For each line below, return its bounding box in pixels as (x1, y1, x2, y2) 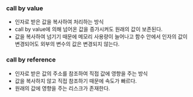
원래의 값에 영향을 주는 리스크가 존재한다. (14, 85, 110, 92)
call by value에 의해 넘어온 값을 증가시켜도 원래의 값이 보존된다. (14, 25, 163, 33)
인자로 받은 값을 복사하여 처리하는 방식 (14, 18, 104, 25)
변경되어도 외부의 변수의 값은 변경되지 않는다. (14, 40, 120, 48)
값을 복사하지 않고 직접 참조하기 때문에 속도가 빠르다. (14, 77, 137, 84)
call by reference (6, 56, 56, 64)
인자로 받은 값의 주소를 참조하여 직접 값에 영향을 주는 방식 (14, 70, 148, 77)
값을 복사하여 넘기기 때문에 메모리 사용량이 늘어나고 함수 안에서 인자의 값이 (14, 33, 188, 40)
